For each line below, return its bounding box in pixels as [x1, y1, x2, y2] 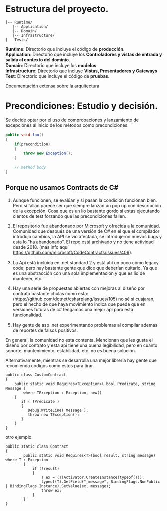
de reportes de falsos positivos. [12, 327, 78, 333]
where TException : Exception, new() [23, 390, 102, 395]
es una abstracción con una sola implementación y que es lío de [12, 270, 145, 276]
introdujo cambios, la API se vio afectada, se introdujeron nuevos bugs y [12, 233, 162, 239]
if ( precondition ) [14, 142, 51, 147]
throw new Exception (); [23, 151, 73, 156]
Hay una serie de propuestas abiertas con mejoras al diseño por [12, 285, 145, 291]
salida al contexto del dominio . [5, 56, 70, 63]
